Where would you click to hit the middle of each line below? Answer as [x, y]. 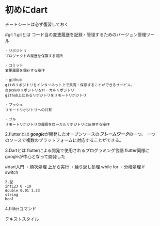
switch [12, 172]
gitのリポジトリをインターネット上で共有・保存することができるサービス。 [70, 85]
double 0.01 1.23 [23, 190]
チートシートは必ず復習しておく [37, 24]
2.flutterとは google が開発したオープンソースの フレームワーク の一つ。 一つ [80, 134]
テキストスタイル [22, 219]
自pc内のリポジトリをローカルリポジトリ [40, 90]
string [12, 194]
